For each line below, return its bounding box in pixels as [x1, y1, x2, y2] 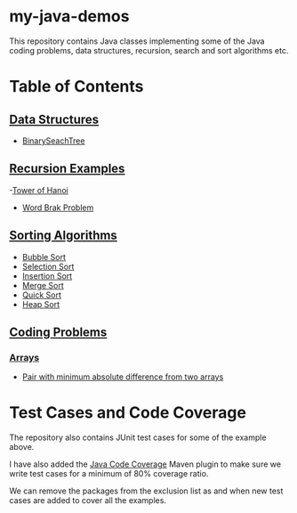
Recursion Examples [9, 161, 125, 176]
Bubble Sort [21, 251, 67, 262]
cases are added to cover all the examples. [9, 495, 167, 506]
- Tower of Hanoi [9, 184, 68, 195]
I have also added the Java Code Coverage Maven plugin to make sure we [9, 459, 282, 469]
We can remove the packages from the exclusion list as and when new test [9, 485, 284, 496]
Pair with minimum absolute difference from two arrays [21, 371, 224, 382]
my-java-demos [9, 6, 130, 27]
